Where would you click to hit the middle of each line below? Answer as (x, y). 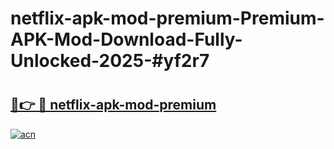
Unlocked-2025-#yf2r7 (110, 61)
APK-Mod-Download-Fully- (126, 39)
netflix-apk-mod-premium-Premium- (167, 18)
